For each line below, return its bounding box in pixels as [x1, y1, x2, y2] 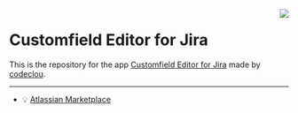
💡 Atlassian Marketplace [21, 94, 112, 104]
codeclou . [9, 68, 46, 79]
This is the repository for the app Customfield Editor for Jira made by [9, 59, 261, 70]
